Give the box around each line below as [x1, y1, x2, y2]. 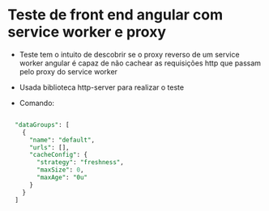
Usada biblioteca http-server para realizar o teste [19, 82, 184, 92]
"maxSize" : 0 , [36, 166, 84, 175]
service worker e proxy [7, 23, 167, 41]
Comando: [19, 98, 54, 108]
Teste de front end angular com [7, 6, 224, 24]
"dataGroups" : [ [15, 120, 70, 129]
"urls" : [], [28, 143, 70, 151]
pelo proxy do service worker [19, 66, 118, 76]
